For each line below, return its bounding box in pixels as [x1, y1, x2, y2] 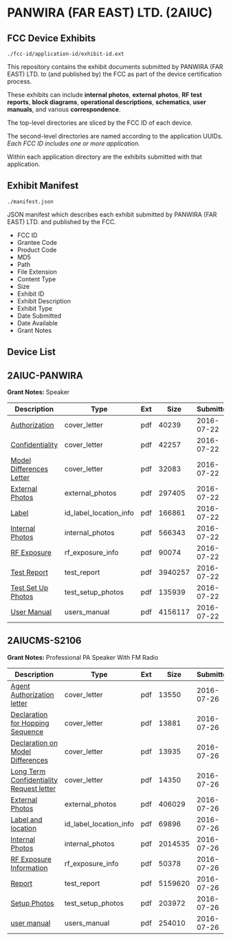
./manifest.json [7, 198, 54, 205]
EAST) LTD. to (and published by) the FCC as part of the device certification [7, 70, 222, 78]
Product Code [16, 245, 57, 254]
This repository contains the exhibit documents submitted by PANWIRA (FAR [7, 63, 223, 70]
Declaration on [10, 738, 58, 747]
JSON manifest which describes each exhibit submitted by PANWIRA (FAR [7, 210, 217, 219]
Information [10, 863, 48, 873]
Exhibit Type [16, 304, 53, 312]
